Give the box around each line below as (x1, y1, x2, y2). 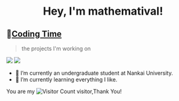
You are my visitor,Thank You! (6, 88, 122, 95)
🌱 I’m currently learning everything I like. (15, 76, 118, 83)
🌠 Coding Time (6, 29, 62, 39)
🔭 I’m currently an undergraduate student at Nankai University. (15, 69, 173, 77)
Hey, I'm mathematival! (42, 4, 164, 18)
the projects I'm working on (21, 45, 91, 52)
